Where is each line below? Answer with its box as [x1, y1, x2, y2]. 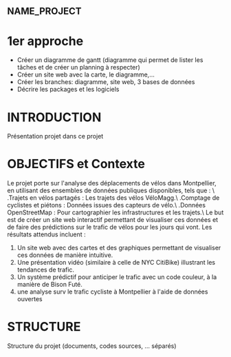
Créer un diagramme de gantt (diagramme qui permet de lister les [16, 56, 203, 64]
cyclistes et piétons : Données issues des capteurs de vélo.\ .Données [7, 201, 206, 210]
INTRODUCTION [7, 110, 102, 125]
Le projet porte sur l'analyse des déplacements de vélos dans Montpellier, [7, 179, 217, 187]
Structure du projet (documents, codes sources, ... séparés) [7, 342, 177, 350]
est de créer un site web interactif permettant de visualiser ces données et [7, 216, 219, 224]
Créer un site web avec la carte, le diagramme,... [16, 70, 155, 79]
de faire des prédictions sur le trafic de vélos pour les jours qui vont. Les [7, 223, 212, 232]
